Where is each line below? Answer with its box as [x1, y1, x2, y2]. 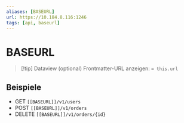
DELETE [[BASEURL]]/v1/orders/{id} [14, 111, 106, 118]
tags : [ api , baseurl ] [6, 20, 60, 26]
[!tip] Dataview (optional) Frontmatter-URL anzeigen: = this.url [20, 65, 178, 72]
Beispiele [6, 82, 42, 92]
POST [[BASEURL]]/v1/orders [14, 105, 87, 112]
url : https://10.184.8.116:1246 [6, 14, 87, 20]
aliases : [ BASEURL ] [6, 8, 55, 15]
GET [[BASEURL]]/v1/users [14, 98, 81, 105]
